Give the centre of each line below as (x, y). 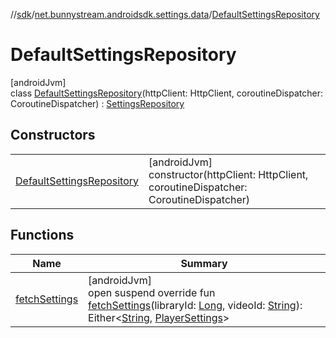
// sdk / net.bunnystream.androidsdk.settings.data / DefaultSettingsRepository (165, 14)
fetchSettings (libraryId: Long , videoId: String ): (195, 305)
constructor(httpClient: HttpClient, (228, 174)
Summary (204, 263)
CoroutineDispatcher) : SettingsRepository (97, 103)
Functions (42, 235)
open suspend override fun (152, 292)
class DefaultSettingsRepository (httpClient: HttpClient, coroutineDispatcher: (166, 93)
